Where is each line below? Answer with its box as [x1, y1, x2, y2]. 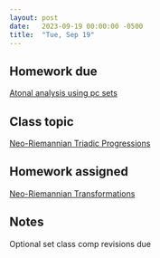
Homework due [9, 63, 98, 79]
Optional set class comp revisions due [9, 238, 152, 249]
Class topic [9, 114, 74, 129]
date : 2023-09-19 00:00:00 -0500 [9, 22, 144, 31]
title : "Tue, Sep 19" [9, 30, 95, 39]
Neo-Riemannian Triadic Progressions [9, 138, 151, 148]
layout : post [9, 13, 59, 23]
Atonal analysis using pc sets [9, 88, 118, 99]
